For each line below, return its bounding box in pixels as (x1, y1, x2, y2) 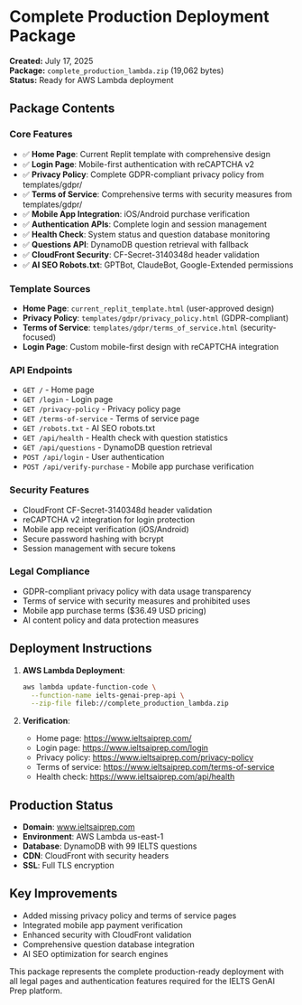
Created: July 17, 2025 (9, 55, 94, 66)
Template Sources (9, 282, 91, 295)
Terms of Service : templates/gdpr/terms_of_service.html (22, 322, 239, 333)
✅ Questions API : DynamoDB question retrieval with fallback (22, 239, 250, 249)
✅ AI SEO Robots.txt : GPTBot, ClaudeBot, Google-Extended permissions (22, 259, 294, 270)
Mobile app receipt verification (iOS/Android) (22, 523, 189, 534)
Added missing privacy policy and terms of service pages (22, 910, 237, 921)
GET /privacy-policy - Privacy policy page (22, 404, 181, 415)
